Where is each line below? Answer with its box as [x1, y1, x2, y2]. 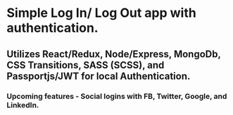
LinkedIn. [6, 100, 39, 110]
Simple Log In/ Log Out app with [6, 5, 196, 21]
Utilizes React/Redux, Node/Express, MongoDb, [6, 48, 221, 60]
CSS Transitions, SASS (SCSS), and [6, 59, 165, 71]
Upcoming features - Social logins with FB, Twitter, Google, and [6, 91, 227, 101]
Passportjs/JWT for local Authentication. [6, 70, 191, 82]
